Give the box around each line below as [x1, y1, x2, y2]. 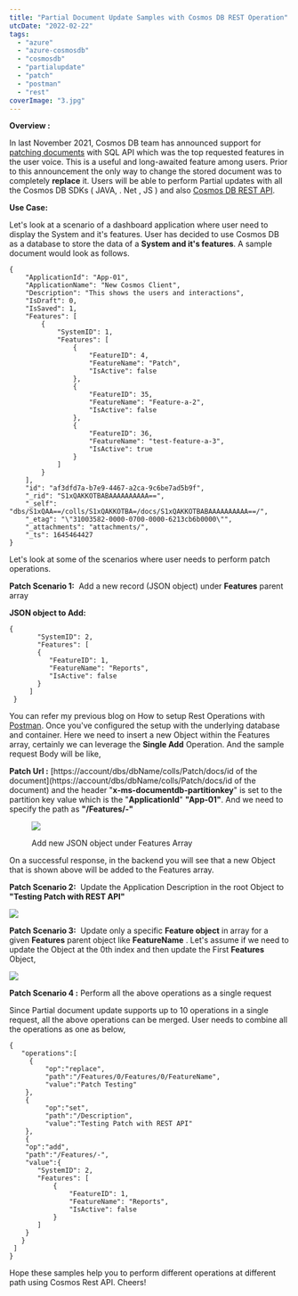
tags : [9, 29, 29, 38]
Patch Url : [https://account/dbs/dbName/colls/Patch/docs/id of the [9, 766, 258, 777]
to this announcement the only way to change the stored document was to [9, 166, 282, 177]
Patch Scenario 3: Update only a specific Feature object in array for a [9, 925, 269, 937]
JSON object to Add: [9, 607, 86, 618]
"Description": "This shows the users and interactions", [25, 289, 245, 298]
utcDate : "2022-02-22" [9, 21, 93, 30]
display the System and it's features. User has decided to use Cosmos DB [9, 229, 280, 240]
